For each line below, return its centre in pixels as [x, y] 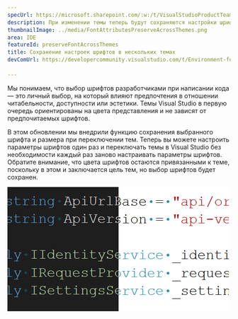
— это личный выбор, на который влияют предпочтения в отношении [113, 95]
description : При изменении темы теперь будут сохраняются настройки [112, 22]
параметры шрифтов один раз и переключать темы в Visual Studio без [114, 147]
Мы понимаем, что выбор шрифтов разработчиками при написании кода [118, 88]
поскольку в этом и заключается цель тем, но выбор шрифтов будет [112, 169]
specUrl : [20, 15]
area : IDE [22, 37]
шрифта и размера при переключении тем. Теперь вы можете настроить [119, 139]
